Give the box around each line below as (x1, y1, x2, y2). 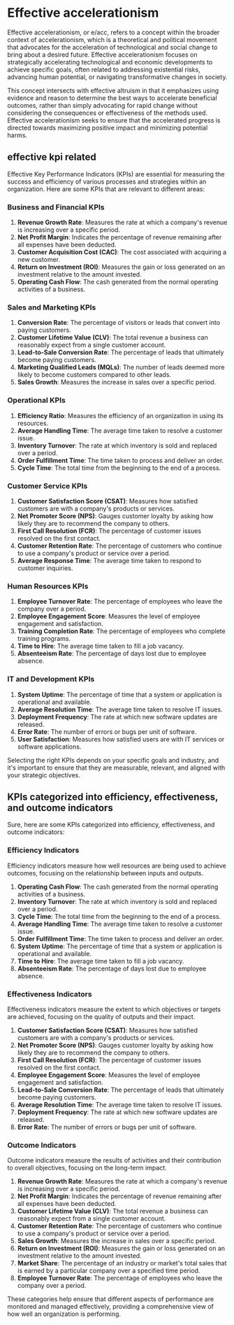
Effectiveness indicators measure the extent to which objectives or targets (7, 1005, 221, 1013)
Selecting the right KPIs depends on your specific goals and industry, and (7, 756, 219, 764)
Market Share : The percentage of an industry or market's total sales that (17, 1259, 227, 1268)
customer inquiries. (17, 564, 73, 572)
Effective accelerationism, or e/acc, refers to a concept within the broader (7, 28, 220, 36)
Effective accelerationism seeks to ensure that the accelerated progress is (7, 116, 221, 124)
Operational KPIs (7, 396, 66, 405)
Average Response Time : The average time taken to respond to (17, 556, 202, 564)
